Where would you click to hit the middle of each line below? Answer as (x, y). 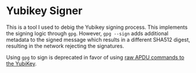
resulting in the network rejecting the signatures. (65, 46)
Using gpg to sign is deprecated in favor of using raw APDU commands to (95, 57)
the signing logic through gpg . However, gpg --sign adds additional (87, 33)
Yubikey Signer (44, 11)
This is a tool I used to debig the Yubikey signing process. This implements (97, 27)
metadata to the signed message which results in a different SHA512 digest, (98, 39)
